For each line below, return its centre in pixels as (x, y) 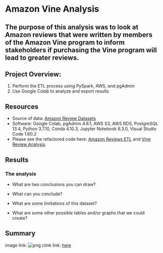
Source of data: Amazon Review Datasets (54, 118)
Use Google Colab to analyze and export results (60, 91)
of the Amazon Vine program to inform (65, 42)
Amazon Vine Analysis (52, 9)
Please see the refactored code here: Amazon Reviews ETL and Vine (81, 139)
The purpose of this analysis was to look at (72, 27)
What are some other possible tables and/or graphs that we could (78, 213)
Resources (22, 106)
